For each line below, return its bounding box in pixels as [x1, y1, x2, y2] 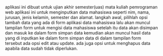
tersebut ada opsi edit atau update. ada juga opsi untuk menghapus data [5, 40, 151, 46]
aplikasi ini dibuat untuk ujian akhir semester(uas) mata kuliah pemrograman [5, 4, 158, 10]
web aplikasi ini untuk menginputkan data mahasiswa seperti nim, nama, [5, 9, 150, 15]
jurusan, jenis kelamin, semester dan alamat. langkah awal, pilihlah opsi [5, 15, 148, 20]
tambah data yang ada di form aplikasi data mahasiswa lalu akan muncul [5, 19, 150, 25]
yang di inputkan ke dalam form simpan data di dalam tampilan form [5, 35, 142, 41]
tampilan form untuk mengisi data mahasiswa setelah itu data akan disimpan [5, 25, 158, 31]
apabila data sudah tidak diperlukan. [5, 46, 78, 51]
